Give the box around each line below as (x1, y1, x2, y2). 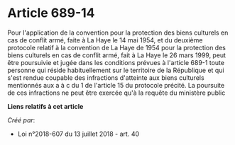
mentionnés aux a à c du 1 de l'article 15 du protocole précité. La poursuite (7, 81, 225, 89)
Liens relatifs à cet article (7, 102, 84, 110)
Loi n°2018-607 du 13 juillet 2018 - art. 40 (17, 129, 140, 138)
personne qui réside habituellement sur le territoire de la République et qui (7, 66, 225, 74)
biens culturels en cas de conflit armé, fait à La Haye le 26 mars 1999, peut (7, 51, 226, 59)
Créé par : (7, 115, 35, 124)
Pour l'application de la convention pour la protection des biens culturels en (7, 28, 229, 37)
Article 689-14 (7, 5, 95, 21)
